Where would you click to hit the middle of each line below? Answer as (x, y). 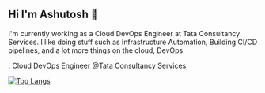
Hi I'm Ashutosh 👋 (53, 15)
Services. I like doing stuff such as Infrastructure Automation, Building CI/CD (133, 42)
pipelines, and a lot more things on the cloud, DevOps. (97, 50)
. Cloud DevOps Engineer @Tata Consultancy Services (97, 65)
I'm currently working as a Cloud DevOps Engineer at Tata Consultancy (124, 33)
